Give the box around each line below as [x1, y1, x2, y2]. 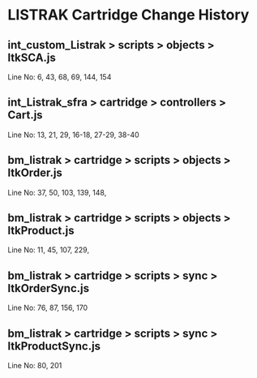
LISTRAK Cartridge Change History [7, 6, 250, 24]
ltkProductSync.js [7, 339, 101, 353]
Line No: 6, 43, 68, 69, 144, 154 [7, 72, 112, 82]
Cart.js [7, 108, 43, 122]
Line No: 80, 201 [7, 361, 62, 371]
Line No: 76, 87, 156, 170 [7, 303, 88, 313]
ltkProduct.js [7, 224, 75, 238]
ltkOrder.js [7, 166, 62, 180]
